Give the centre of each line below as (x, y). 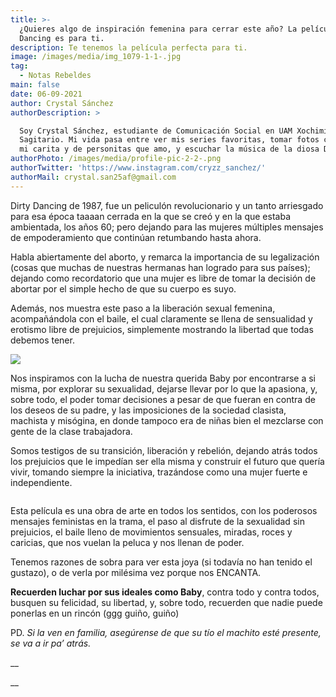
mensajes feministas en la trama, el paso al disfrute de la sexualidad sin (157, 521)
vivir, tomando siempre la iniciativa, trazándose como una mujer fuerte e (159, 472)
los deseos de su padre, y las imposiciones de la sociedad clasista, (148, 410)
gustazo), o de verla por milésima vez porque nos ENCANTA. (136, 572)
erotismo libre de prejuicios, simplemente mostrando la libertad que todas (162, 329)
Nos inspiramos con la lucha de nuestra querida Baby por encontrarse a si (163, 378)
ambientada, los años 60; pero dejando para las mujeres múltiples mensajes (167, 227)
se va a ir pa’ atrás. (51, 643)
